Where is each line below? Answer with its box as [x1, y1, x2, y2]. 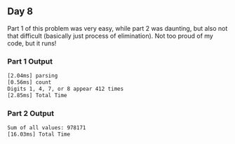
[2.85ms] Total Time [7, 92, 68, 99]
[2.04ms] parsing [7, 73, 58, 80]
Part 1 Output [7, 56, 53, 66]
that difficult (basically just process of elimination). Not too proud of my [7, 31, 214, 40]
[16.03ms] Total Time [7, 131, 71, 138]
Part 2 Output [7, 108, 55, 118]
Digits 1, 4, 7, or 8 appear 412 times [7, 85, 124, 92]
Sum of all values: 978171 [7, 124, 86, 131]
